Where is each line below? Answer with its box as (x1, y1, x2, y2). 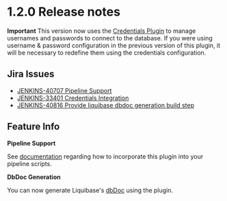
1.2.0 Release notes (7, 4, 121, 20)
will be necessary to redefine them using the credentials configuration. (7, 49, 206, 57)
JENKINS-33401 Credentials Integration (16, 94, 129, 102)
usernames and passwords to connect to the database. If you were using (7, 33, 213, 42)
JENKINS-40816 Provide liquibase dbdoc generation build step (16, 100, 195, 109)
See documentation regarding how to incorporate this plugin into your (7, 152, 204, 161)
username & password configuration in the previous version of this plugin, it (7, 41, 221, 49)
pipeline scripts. (7, 159, 53, 167)
